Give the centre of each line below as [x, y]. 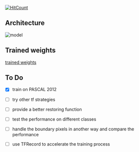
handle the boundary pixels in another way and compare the [73, 129]
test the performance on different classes [54, 119]
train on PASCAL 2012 [34, 90]
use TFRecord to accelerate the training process [61, 144]
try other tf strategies [34, 99]
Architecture [25, 23]
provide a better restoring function [47, 109]
